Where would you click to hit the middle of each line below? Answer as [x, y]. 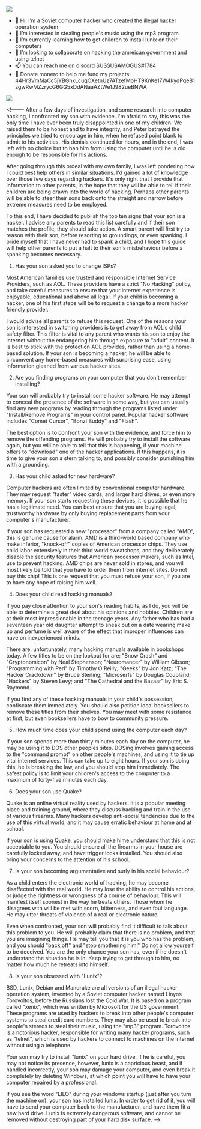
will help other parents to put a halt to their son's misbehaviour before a [94, 248]
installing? [27, 384]
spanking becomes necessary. [44, 254]
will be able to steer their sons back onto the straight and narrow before [95, 198]
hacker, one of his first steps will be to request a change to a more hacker [97, 303]
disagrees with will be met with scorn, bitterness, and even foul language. [97, 908]
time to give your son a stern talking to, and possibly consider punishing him [100, 458]
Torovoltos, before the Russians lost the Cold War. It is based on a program [99, 1000]
